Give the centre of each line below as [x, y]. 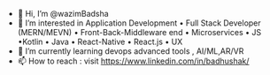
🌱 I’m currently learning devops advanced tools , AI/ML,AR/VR [131, 51]
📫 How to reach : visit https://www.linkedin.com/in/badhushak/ [133, 61]
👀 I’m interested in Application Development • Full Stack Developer [139, 23]
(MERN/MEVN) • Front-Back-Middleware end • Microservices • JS [139, 32]
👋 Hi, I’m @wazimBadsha [63, 14]
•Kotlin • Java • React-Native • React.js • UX [100, 41]
